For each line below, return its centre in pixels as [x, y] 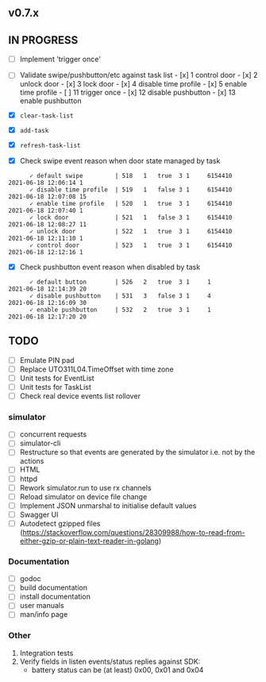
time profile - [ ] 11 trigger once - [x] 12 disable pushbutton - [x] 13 [127, 92]
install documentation [55, 597]
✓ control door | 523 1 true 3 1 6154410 [131, 245]
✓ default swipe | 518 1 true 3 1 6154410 [131, 175]
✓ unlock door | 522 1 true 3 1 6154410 [131, 231]
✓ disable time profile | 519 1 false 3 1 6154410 [131, 190]
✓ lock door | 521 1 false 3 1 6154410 [131, 218]
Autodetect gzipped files [60, 523]
